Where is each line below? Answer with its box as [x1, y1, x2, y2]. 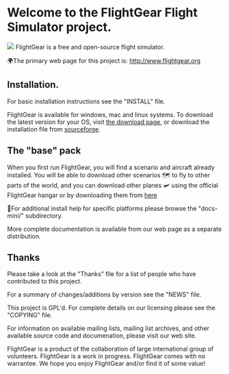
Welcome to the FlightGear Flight [7, 5, 198, 21]
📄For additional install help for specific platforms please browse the [7, 204, 197, 212]
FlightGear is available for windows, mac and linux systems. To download [7, 110, 213, 119]
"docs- [198, 204, 218, 212]
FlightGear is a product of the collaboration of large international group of [7, 345, 214, 353]
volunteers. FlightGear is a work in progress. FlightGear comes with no [7, 352, 206, 360]
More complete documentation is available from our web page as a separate [7, 225, 222, 233]
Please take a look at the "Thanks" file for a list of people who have [7, 270, 196, 278]
